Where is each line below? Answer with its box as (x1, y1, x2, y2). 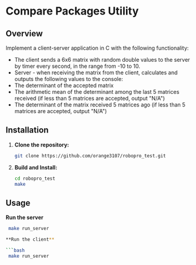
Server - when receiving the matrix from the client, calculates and (14, 69, 178, 76)
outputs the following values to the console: (14, 76, 123, 82)
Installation (5, 125, 49, 136)
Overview (5, 28, 43, 39)
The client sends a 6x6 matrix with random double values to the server (14, 56, 191, 63)
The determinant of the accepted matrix (14, 82, 114, 89)
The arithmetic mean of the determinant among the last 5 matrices (14, 88, 180, 95)
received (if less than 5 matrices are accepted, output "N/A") (14, 95, 165, 102)
